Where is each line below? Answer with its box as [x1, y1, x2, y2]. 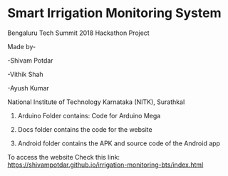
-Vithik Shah [7, 70, 44, 78]
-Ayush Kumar [7, 83, 50, 92]
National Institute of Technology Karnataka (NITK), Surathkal [7, 98, 185, 106]
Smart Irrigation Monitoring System [7, 5, 222, 21]
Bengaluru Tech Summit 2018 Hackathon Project [7, 29, 150, 37]
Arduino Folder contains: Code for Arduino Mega [17, 111, 161, 120]
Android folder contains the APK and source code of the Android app [17, 139, 221, 147]
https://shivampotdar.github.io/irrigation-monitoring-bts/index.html [7, 160, 204, 169]
